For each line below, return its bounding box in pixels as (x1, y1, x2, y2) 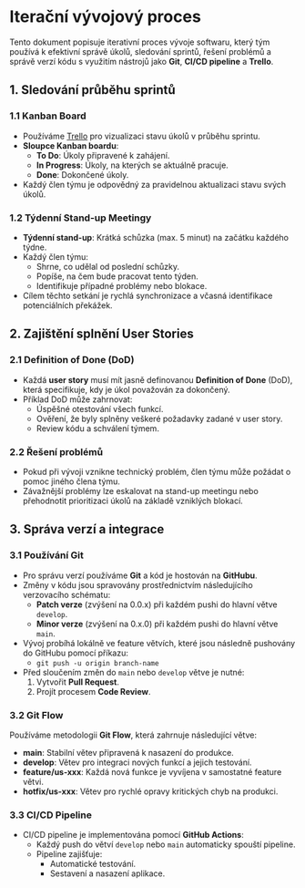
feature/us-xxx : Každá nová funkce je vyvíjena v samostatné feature (22, 766, 282, 777)
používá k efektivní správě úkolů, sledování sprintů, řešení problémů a (9, 46, 271, 57)
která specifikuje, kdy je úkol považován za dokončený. (22, 384, 230, 395)
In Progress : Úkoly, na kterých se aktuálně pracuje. (36, 160, 229, 170)
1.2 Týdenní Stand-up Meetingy (9, 212, 152, 224)
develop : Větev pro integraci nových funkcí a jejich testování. (22, 757, 252, 768)
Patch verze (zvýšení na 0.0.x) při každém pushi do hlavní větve (36, 599, 278, 610)
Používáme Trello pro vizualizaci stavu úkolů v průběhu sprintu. (22, 130, 261, 141)
